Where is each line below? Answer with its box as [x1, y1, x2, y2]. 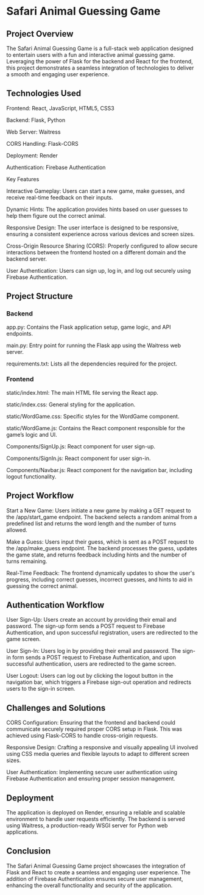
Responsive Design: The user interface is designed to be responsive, [6, 224, 179, 231]
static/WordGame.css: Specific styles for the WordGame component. [6, 412, 180, 420]
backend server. [6, 255, 47, 262]
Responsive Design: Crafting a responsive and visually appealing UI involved [6, 744, 199, 751]
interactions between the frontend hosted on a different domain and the [6, 248, 186, 256]
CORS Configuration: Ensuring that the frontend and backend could [6, 719, 175, 727]
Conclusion [6, 846, 51, 857]
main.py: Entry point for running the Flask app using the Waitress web [6, 342, 181, 349]
